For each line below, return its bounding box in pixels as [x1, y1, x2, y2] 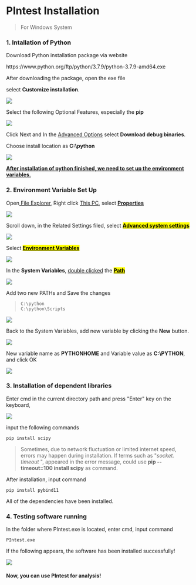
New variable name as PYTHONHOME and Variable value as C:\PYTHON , [6, 350, 185, 357]
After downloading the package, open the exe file [6, 75, 126, 82]
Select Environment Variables [6, 244, 80, 251]
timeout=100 [20, 464, 53, 471]
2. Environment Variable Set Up [6, 186, 97, 194]
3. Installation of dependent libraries [6, 382, 112, 390]
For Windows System [20, 24, 72, 31]
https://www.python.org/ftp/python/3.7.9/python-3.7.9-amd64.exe [6, 63, 166, 70]
